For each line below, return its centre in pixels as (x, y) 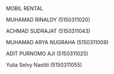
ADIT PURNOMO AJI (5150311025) (47, 54)
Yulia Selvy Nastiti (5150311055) (44, 65)
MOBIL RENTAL (25, 8)
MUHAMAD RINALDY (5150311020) (48, 20)
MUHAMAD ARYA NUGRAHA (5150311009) (57, 42)
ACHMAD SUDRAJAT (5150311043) (48, 31)
